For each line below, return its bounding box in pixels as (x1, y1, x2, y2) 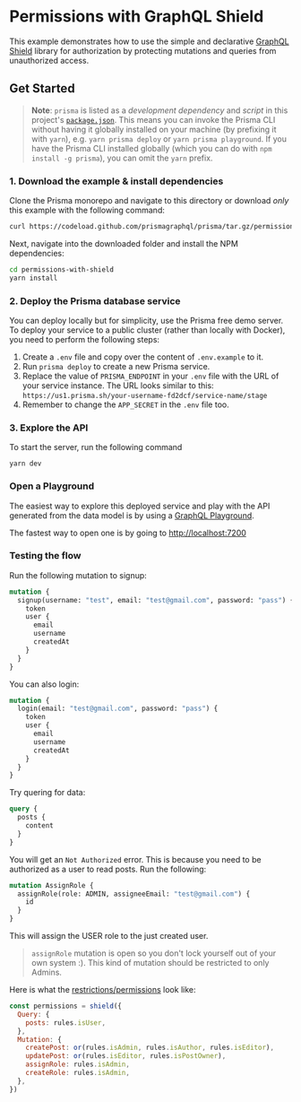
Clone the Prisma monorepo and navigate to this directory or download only (9, 195, 289, 206)
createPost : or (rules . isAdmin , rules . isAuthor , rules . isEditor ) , (25, 1043, 275, 1053)
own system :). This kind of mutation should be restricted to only (30, 958, 270, 968)
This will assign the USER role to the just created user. (9, 931, 209, 941)
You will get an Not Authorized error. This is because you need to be (9, 854, 262, 864)
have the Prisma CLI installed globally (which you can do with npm (30, 143, 272, 153)
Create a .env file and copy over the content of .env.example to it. (21, 351, 264, 362)
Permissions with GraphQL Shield (9, 6, 264, 27)
